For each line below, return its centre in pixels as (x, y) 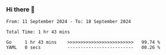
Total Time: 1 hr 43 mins (38, 32)
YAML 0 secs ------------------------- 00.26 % (83, 48)
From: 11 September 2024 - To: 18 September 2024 (69, 22)
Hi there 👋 (21, 9)
